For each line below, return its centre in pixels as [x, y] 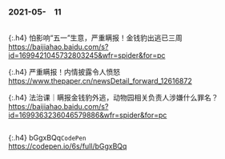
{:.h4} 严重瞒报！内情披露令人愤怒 [64, 72]
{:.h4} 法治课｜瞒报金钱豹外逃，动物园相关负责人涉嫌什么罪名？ [113, 98]
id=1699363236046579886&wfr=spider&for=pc [88, 115]
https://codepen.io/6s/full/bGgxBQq [68, 146]
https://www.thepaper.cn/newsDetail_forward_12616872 [100, 81]
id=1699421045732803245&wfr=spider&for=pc [87, 55]
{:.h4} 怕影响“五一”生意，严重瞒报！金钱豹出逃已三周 [95, 38]
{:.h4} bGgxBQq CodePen [47, 138]
